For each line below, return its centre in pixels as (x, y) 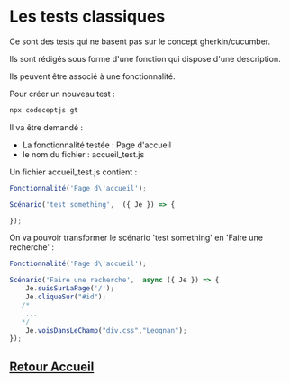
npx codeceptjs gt (44, 110)
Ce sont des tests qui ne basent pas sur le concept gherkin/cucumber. (140, 41)
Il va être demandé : (46, 127)
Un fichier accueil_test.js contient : (73, 172)
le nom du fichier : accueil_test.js (83, 154)
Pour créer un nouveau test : (62, 94)
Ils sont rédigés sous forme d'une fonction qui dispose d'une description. (145, 58)
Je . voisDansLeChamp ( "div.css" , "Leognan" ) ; (106, 330)
